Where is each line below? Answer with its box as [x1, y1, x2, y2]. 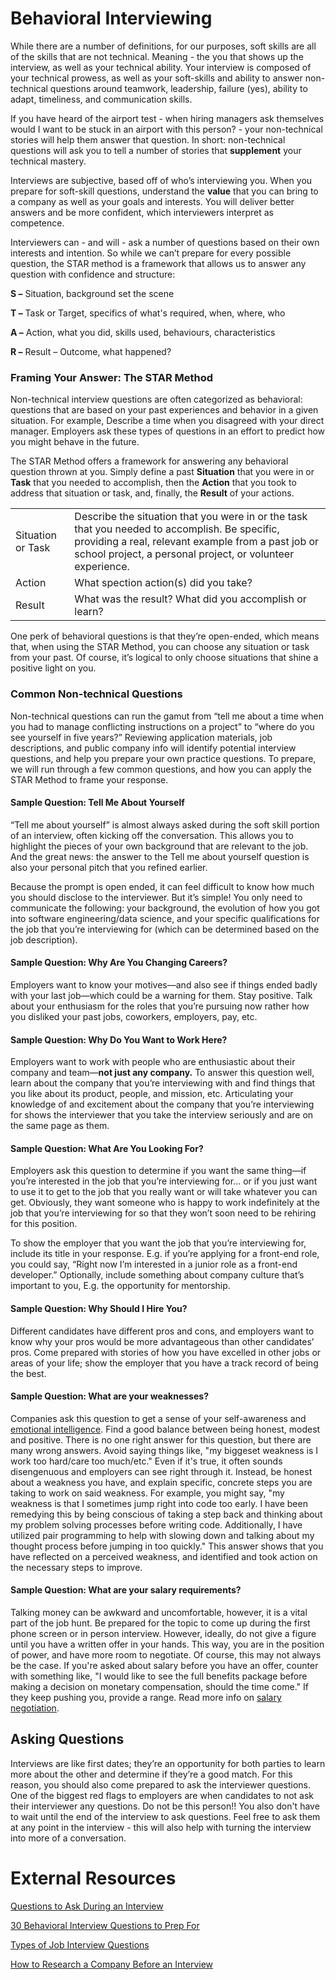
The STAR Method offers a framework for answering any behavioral [10, 455, 289, 467]
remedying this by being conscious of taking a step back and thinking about [10, 1508, 323, 1520]
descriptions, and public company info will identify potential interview [10, 742, 297, 754]
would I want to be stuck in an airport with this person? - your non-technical [10, 123, 323, 135]
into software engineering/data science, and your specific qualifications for [10, 912, 320, 924]
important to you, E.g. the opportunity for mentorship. [10, 1280, 231, 1292]
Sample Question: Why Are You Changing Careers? [10, 957, 228, 969]
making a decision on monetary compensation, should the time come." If [10, 1680, 309, 1692]
